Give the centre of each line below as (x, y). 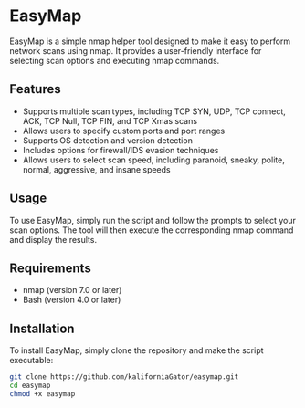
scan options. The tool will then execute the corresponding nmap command (152, 230)
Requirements (50, 268)
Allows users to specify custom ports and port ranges (124, 131)
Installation (42, 328)
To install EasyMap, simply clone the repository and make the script (137, 350)
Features (35, 89)
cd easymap (30, 386)
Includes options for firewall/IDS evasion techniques (121, 150)
